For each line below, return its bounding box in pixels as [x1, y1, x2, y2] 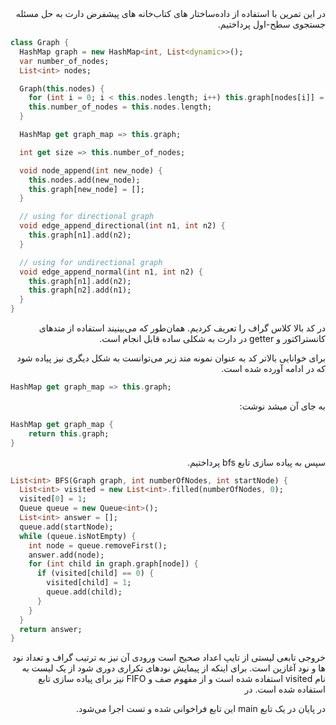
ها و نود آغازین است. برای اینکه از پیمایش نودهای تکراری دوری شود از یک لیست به [21, 662, 326, 674]
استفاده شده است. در [244, 683, 326, 696]
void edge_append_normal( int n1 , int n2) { [19, 267, 203, 277]
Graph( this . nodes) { [19, 83, 105, 94]
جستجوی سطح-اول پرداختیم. [217, 18, 326, 30]
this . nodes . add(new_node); [28, 175, 141, 185]
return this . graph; [28, 428, 110, 439]
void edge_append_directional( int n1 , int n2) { [19, 221, 226, 231]
